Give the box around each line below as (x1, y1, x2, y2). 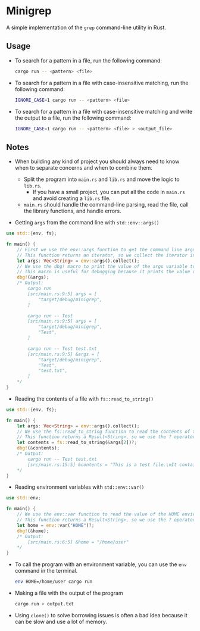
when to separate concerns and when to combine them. (14, 164, 153, 171)
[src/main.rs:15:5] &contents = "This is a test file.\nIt (27, 461, 177, 468)
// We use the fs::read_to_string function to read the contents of (17, 429, 190, 435)
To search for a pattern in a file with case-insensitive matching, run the (14, 79, 189, 86)
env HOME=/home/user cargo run (14, 579, 93, 585)
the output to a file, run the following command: (14, 114, 132, 121)
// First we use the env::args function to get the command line (17, 246, 183, 252)
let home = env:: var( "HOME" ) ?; (17, 522, 95, 528)
